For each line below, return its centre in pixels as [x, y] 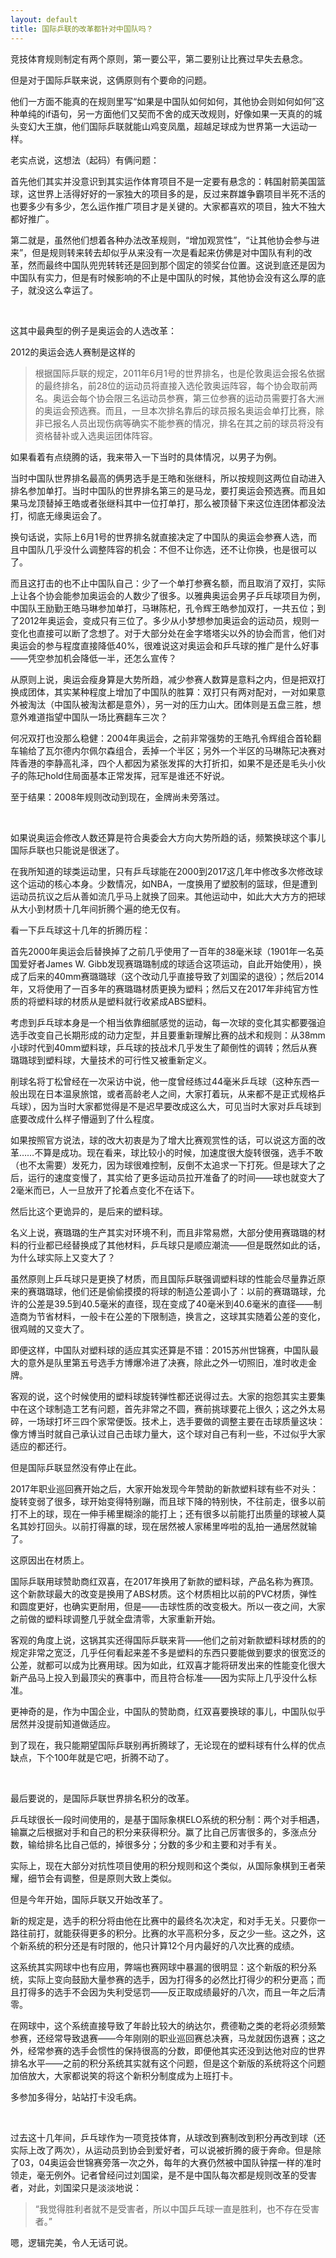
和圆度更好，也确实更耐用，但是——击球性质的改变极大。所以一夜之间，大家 [168, 1606]
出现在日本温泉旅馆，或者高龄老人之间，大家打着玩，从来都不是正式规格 [167, 1093]
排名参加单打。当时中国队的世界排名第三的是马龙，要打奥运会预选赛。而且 [163, 490]
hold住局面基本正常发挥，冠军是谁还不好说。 [137, 775]
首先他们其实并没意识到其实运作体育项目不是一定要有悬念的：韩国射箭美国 [163, 181]
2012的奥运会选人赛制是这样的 [73, 352]
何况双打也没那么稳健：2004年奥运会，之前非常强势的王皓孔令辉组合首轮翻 [166, 738]
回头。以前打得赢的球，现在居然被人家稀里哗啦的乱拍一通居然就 [176, 1526]
